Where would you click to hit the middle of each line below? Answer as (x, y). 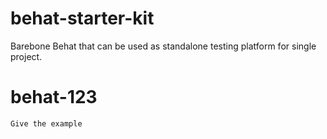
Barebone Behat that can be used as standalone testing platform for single (163, 46)
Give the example (46, 123)
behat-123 (54, 97)
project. (26, 56)
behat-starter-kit (82, 18)
